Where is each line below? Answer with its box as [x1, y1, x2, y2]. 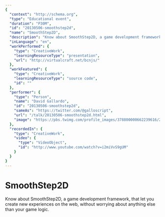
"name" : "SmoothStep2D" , [9, 30, 60, 35]
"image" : [14, 117, 32, 122]
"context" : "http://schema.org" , [9, 12, 78, 17]
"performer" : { [9, 90, 41, 95]
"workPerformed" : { [9, 44, 50, 49]
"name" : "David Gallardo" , [14, 99, 69, 104]
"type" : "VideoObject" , [18, 140, 67, 145]
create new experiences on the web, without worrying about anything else [5, 201, 156, 207]
